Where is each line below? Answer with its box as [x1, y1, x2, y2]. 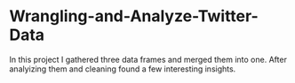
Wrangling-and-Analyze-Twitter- [9, 6, 259, 26]
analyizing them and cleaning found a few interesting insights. [9, 64, 236, 74]
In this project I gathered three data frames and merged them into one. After [9, 54, 287, 64]
